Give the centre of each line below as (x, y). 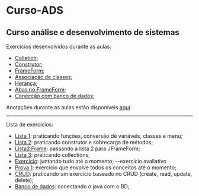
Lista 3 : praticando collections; (52, 155)
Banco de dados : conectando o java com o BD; (72, 186)
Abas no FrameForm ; (40, 89)
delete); (24, 180)
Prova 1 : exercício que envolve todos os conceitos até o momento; (95, 167)
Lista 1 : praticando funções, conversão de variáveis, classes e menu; (99, 136)
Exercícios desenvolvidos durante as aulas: (59, 46)
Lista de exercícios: (30, 124)
